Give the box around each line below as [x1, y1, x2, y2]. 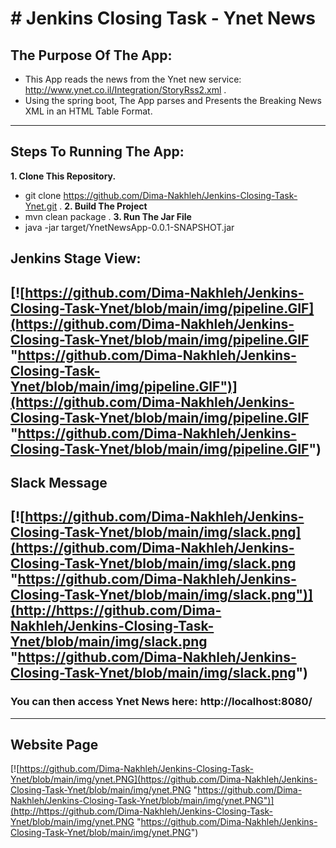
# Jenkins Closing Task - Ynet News [10, 7, 317, 30]
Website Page [10, 737, 99, 754]
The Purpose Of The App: [10, 47, 173, 64]
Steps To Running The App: [10, 143, 185, 161]
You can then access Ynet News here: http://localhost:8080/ [10, 695, 313, 709]
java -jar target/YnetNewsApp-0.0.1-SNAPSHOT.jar [24, 221, 235, 233]
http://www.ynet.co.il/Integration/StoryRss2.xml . [24, 84, 227, 96]
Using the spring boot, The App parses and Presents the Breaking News [24, 95, 322, 106]
